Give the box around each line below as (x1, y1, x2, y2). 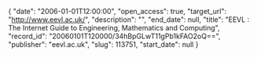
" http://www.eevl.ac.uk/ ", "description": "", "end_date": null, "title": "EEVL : (8, 15, 250, 24)
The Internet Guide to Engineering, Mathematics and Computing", (8, 23, 220, 32)
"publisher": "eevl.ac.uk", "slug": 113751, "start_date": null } (8, 40, 199, 49)
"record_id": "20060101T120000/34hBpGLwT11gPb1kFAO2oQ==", (8, 31, 221, 41)
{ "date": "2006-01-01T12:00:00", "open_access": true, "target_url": (8, 7, 227, 16)
